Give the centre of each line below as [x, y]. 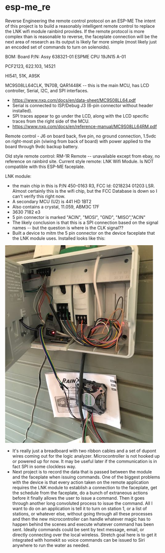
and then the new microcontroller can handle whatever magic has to [82, 519]
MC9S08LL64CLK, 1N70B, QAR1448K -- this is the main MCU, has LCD [77, 85]
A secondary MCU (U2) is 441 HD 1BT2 [52, 201]
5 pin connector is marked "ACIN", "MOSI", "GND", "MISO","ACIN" [79, 217]
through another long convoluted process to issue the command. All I [82, 503]
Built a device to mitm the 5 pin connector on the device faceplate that [83, 233]
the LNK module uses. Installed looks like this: [59, 238]
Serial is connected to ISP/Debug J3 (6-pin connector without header [83, 105]
